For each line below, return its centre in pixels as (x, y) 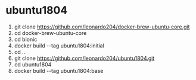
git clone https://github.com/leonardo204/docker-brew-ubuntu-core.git (102, 27)
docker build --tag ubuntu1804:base (59, 71)
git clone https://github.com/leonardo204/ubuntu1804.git (84, 58)
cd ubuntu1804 (33, 64)
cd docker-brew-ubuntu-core (50, 33)
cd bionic (26, 39)
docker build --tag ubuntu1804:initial (59, 46)
